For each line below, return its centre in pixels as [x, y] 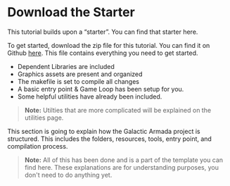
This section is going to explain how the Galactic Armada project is [104, 131]
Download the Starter [71, 12]
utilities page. [44, 118]
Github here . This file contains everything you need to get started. [103, 53]
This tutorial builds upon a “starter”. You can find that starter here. [103, 32]
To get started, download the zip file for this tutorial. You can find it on [109, 45]
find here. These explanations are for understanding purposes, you [122, 167]
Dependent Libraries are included [66, 66]
